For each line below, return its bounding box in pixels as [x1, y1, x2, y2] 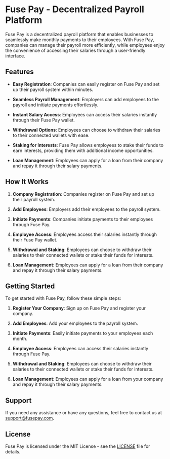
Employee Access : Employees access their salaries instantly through [12, 231, 157, 237]
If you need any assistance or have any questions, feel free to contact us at [5, 410, 162, 416]
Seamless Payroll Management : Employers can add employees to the [12, 96, 159, 102]
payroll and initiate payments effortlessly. [12, 102, 99, 108]
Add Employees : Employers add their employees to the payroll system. [12, 206, 161, 212]
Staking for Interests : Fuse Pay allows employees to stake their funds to [12, 142, 163, 148]
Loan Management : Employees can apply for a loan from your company [12, 376, 163, 382]
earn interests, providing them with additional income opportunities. [12, 147, 154, 154]
